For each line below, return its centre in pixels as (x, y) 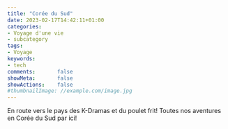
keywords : (22, 59)
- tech (17, 65)
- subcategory (28, 40)
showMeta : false (40, 78)
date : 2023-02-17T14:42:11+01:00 (56, 20)
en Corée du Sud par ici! (42, 118)
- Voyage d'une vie (36, 33)
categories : (24, 26)
